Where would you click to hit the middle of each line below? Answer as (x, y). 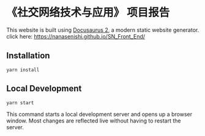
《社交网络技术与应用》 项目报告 (88, 13)
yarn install (23, 70)
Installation (28, 56)
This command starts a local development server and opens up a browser (99, 114)
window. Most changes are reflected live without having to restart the (94, 121)
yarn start (20, 103)
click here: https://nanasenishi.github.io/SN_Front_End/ (76, 36)
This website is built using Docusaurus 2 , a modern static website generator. (103, 30)
